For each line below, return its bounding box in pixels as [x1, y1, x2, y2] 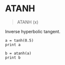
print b [5, 55, 21, 60]
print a [5, 42, 21, 47]
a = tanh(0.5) [5, 38, 34, 43]
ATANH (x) [17, 19, 39, 25]
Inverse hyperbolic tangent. [5, 28, 61, 34]
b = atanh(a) [5, 51, 32, 56]
